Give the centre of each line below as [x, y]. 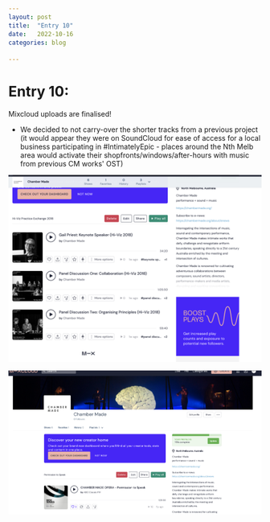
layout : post [30, 17]
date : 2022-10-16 [41, 34]
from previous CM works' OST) [72, 164]
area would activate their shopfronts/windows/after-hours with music [135, 155]
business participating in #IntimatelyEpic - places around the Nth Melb [137, 147]
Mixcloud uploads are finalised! [60, 114]
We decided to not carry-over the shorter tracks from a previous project [139, 129]
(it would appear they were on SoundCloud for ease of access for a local [140, 138]
